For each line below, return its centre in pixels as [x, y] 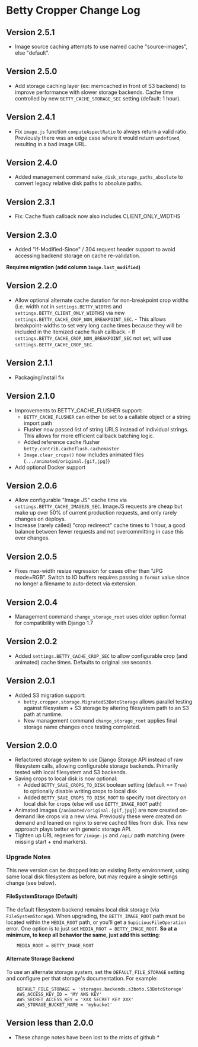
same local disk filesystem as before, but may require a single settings [92, 876]
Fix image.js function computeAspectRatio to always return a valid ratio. [101, 131]
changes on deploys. [40, 519]
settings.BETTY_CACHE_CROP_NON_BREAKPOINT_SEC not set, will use [93, 338]
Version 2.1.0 [31, 396]
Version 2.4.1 [31, 117]
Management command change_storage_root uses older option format [100, 616]
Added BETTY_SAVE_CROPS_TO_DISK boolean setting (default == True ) [105, 785]
